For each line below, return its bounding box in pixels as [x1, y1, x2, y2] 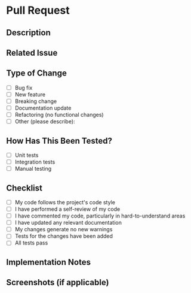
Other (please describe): [14, 118, 76, 125]
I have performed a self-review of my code [14, 206, 121, 213]
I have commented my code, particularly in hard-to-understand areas [14, 212, 186, 219]
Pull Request [6, 4, 70, 17]
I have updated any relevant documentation [14, 219, 122, 226]
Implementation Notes [6, 257, 91, 267]
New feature [14, 90, 46, 98]
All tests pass [14, 239, 48, 246]
